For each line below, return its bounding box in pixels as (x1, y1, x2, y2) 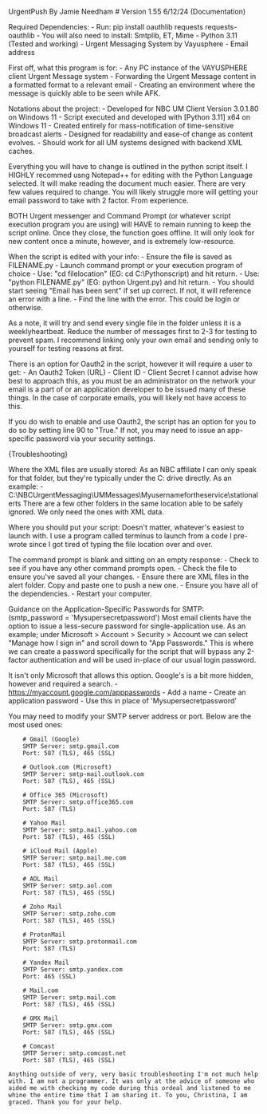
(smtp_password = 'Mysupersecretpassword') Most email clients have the (8, 613, 252, 622)
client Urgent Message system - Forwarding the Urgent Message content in (8, 72, 257, 81)
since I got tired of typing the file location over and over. (29, 540, 213, 549)
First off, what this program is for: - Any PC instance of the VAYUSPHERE (8, 63, 248, 73)
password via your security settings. (36, 434, 155, 443)
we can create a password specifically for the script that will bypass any (8, 647, 245, 656)
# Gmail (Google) (22, 735, 80, 743)
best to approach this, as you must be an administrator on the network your (8, 376, 257, 385)
